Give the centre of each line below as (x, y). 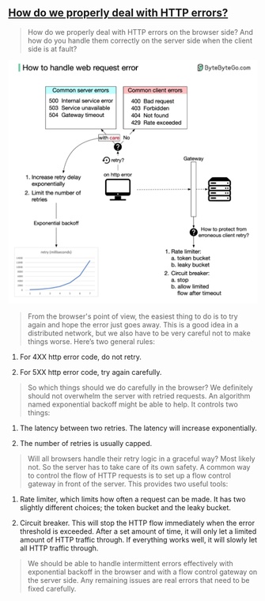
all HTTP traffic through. (59, 548)
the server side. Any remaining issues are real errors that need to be (138, 580)
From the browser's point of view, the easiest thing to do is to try (133, 316)
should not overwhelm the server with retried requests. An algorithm (139, 396)
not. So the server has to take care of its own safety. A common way (139, 467)
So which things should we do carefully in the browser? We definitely (140, 387)
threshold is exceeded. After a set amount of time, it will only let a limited (138, 531)
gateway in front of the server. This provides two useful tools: (128, 484)
